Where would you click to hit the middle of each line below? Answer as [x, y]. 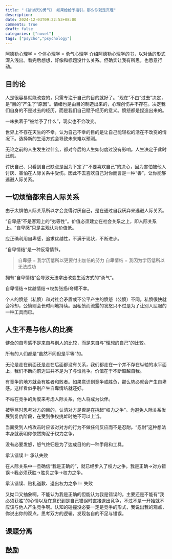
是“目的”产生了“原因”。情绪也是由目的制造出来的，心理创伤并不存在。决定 [83, 104]
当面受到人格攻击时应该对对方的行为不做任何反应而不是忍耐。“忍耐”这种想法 [86, 427]
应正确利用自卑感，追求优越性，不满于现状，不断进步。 [63, 238]
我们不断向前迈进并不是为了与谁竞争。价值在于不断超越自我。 [79, 371]
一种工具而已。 [21, 312]
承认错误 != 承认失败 [27, 455]
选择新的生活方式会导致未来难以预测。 [59, 138]
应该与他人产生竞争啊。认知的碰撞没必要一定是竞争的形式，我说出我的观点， [86, 507]
